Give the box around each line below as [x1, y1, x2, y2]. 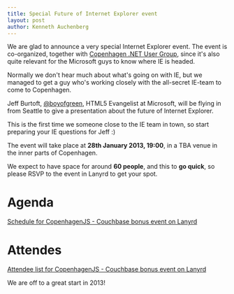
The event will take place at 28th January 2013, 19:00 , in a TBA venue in [7, 141, 218, 150]
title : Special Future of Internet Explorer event [7, 10, 158, 17]
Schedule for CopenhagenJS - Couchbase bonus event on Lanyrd [7, 218, 198, 226]
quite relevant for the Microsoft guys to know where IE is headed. [7, 57, 196, 66]
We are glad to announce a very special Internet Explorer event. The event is [7, 43, 228, 51]
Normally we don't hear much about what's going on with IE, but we [7, 71, 203, 79]
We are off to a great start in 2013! [7, 279, 106, 287]
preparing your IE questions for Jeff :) [7, 127, 116, 136]
